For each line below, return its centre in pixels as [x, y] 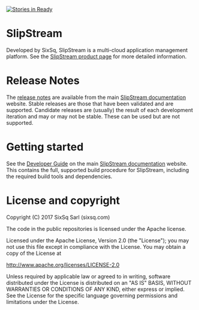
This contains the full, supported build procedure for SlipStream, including [98, 170]
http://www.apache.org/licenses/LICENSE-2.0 [63, 264]
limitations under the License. [43, 302]
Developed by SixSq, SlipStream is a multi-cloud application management [97, 50]
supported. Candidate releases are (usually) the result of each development [100, 110]
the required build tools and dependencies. [59, 176]
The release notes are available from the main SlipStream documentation [96, 97]
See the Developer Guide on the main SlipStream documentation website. [97, 163]
